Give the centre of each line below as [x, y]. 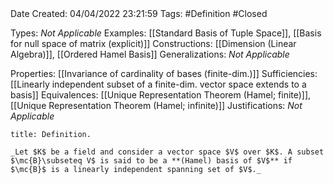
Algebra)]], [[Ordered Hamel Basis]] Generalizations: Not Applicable [150, 54]
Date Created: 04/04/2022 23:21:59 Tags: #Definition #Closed [139, 13]
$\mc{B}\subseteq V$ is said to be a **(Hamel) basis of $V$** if [151, 161]
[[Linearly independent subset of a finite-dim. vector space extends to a [158, 84]
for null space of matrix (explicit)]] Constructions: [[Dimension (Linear [153, 43]
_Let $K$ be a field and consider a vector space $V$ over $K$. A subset [167, 152]
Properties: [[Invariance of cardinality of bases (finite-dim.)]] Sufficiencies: [164, 73]
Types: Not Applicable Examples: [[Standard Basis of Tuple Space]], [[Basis [166, 33]
